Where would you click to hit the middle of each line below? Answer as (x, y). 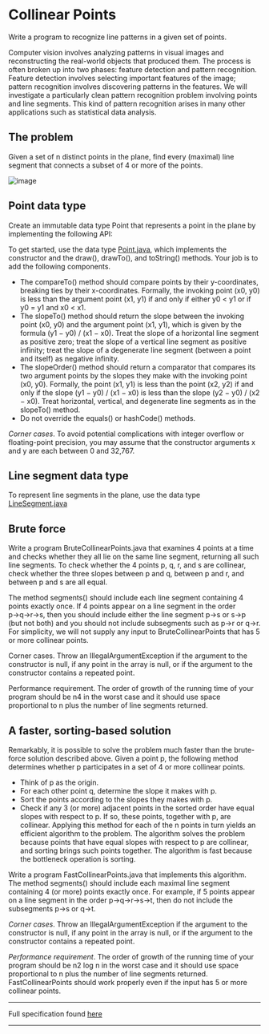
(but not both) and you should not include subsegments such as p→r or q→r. (134, 624)
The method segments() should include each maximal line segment (119, 883)
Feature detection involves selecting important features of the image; (122, 78)
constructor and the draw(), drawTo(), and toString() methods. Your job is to (133, 257)
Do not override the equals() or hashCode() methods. (108, 418)
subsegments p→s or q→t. (52, 909)
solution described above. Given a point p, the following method (133, 758)
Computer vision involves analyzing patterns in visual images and (116, 52)
